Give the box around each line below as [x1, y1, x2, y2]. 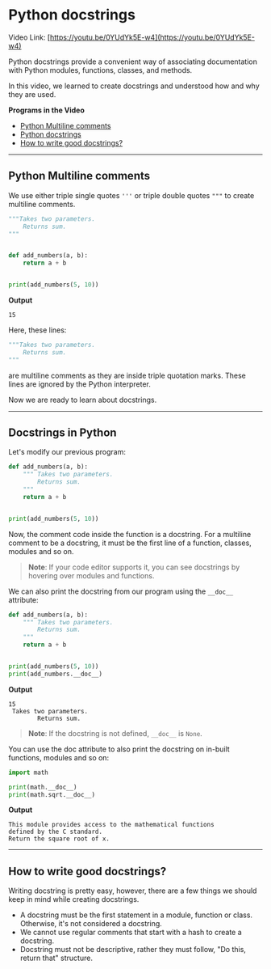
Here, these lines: [8, 325, 67, 335]
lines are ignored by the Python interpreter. [8, 379, 151, 389]
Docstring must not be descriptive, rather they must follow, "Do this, [19, 945, 246, 954]
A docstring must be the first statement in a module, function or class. [19, 910, 252, 920]
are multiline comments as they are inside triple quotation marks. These [8, 370, 246, 380]
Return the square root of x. [8, 835, 110, 843]
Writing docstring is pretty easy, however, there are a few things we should [8, 886, 257, 895]
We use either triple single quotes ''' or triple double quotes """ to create [8, 190, 255, 200]
